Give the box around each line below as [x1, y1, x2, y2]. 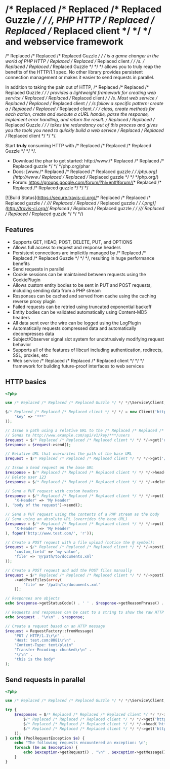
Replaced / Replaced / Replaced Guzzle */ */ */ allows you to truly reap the [5, 63, 161, 70]
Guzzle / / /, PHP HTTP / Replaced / [5, 14, 155, 26]
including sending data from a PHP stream [12, 287, 101, 293]
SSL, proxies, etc [12, 352, 48, 358]
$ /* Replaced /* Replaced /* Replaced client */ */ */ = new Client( [5, 410, 155, 415]
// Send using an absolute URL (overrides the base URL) [5, 517, 128, 522]
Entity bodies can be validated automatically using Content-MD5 [12, 309, 147, 315]
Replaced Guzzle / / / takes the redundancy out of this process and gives [5, 122, 158, 128]
